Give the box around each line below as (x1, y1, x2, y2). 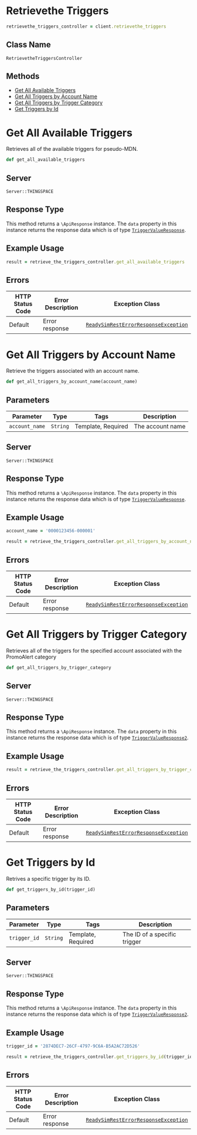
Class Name (6, 40, 51, 50)
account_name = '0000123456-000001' (6, 528, 96, 534)
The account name (134, 423, 186, 430)
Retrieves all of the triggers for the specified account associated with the (6, 647, 182, 654)
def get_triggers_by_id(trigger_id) (6, 886, 96, 893)
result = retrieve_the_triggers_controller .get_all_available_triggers (6, 259, 185, 265)
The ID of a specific (122, 930, 176, 938)
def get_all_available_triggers (6, 157, 85, 163)
